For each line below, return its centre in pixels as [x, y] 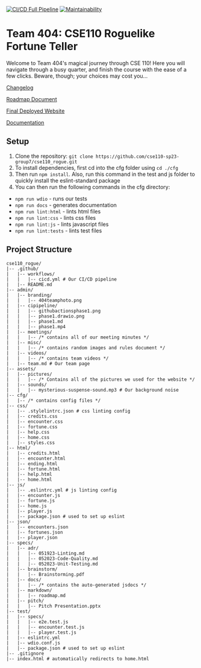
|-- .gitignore [25, 654]
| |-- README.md [29, 284]
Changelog [20, 87]
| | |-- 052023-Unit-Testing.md [52, 564]
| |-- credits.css [32, 416]
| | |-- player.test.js [42, 632]
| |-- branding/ [29, 295]
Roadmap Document [32, 99]
